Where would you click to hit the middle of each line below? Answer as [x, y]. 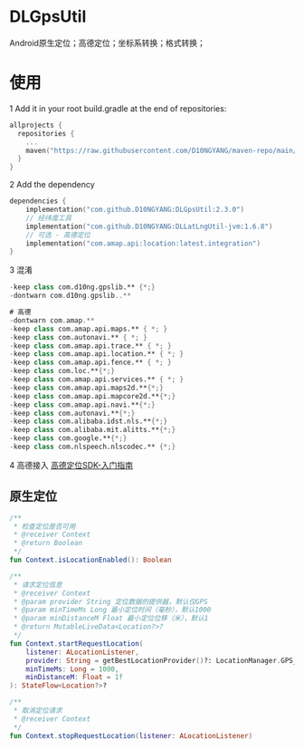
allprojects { [36, 125]
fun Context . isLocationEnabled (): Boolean [90, 560]
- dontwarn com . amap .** [52, 320]
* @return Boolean [48, 543]
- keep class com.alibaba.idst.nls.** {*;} [89, 422]
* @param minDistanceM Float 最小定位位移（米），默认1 [111, 619]
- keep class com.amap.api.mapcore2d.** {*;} [93, 396]
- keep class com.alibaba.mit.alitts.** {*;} [93, 430]
